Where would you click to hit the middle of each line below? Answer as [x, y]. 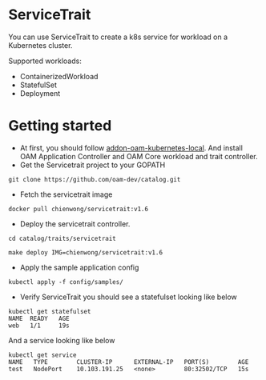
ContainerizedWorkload [59, 76]
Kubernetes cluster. [40, 45]
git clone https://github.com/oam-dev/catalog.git [95, 179]
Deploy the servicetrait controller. [75, 224]
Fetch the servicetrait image [66, 194]
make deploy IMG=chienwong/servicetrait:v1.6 [85, 252]
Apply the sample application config [79, 267]
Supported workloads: [45, 61]
